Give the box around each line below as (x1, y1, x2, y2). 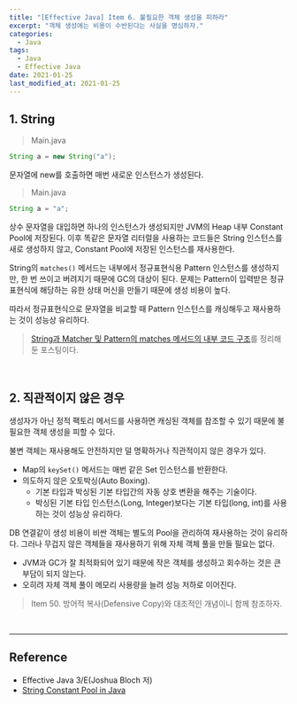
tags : (9, 46, 29, 55)
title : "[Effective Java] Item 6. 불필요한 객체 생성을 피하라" (9, 12, 229, 22)
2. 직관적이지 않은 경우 (9, 390, 126, 405)
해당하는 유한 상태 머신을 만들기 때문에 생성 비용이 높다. (39, 285, 232, 295)
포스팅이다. (40, 345, 80, 356)
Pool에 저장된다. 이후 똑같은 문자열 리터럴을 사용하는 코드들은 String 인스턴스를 (9, 232, 283, 244)
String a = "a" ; (9, 205, 69, 214)
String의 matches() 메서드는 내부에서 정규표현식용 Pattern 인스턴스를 (9, 262, 249, 273)
